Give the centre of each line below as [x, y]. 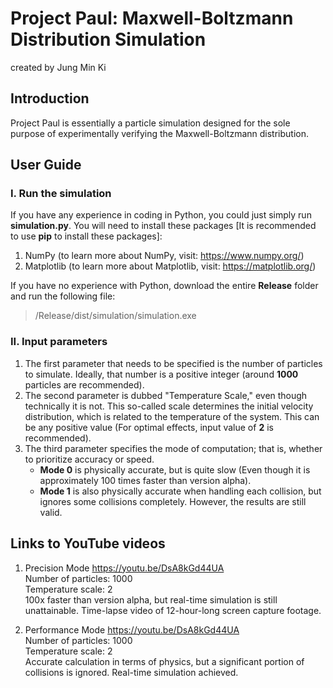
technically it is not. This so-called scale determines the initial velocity [169, 406]
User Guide [46, 165]
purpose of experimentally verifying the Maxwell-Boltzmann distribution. [159, 133]
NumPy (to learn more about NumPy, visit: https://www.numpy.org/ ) [164, 256]
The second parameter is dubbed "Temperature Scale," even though [166, 395]
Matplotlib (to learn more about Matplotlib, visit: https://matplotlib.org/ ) [170, 266]
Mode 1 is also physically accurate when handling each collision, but [180, 491]
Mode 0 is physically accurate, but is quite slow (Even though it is [175, 469]
